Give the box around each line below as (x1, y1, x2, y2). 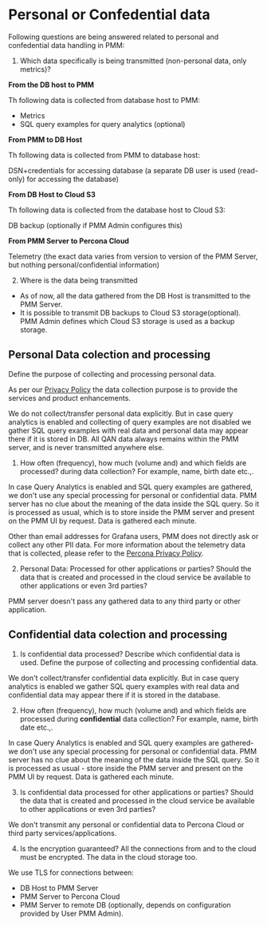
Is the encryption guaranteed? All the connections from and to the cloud (19, 844, 257, 853)
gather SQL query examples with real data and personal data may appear (8, 425, 249, 435)
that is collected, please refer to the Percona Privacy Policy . (8, 548, 204, 558)
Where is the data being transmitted (19, 275, 138, 285)
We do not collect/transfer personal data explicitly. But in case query (8, 409, 234, 418)
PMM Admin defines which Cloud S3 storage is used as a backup (19, 316, 235, 326)
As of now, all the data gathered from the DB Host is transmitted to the (19, 291, 251, 300)
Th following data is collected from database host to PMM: (8, 95, 201, 105)
